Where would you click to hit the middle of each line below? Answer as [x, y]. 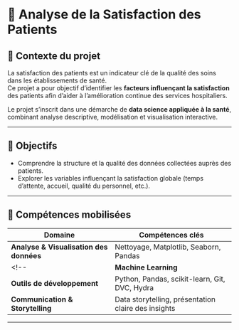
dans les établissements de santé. [57, 80]
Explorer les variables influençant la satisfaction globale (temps [111, 178]
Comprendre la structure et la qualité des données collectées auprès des [124, 163]
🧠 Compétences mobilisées [69, 215]
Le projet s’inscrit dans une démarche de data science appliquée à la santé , [119, 109]
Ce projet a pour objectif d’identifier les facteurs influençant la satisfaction [118, 88]
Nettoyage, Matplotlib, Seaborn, [168, 247]
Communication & [42, 299]
